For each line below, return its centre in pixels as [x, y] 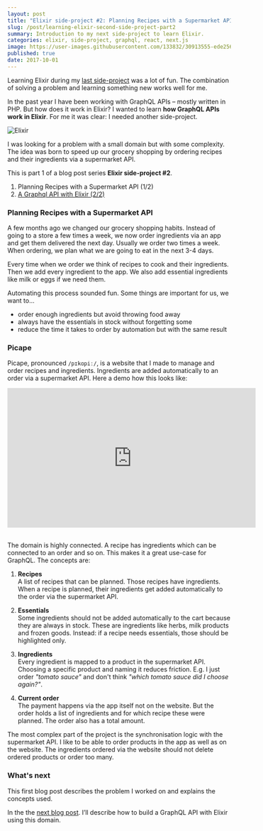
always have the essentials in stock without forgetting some [105, 322]
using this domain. [34, 820]
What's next [29, 776]
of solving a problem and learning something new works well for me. [107, 88]
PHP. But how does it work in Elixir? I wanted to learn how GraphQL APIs [113, 109]
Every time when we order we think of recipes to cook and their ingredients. [118, 264]
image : [17, 47]
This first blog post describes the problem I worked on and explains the [112, 791]
